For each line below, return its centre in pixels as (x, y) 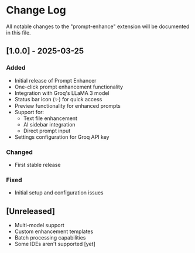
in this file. (18, 32)
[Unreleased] (31, 211)
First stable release (37, 165)
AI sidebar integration (49, 124)
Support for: (29, 112)
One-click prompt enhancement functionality (69, 87)
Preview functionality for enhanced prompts (68, 105)
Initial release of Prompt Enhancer (55, 80)
